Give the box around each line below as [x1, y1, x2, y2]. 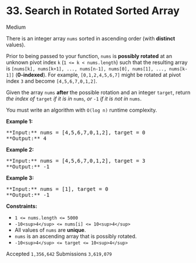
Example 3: [6, 174, 34, 181]
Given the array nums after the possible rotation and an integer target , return [6, 89, 191, 96]
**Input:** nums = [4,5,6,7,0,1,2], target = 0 [6, 129, 146, 136]
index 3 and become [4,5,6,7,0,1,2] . [6, 77, 98, 85]
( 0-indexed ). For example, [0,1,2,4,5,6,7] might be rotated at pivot [15, 71, 181, 78]
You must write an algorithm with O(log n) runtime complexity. [6, 106, 157, 113]
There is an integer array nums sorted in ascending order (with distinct [6, 35, 175, 42]
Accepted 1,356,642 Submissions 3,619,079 [6, 250, 112, 257]
